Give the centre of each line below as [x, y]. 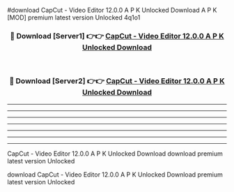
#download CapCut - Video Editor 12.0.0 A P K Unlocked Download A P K [112, 10]
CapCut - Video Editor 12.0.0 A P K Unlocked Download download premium [115, 154]
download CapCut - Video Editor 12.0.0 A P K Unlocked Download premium [115, 175]
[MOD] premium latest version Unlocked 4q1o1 [74, 17]
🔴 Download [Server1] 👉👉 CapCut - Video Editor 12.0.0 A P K [117, 36]
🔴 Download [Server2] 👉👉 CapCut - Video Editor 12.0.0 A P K [117, 81]
